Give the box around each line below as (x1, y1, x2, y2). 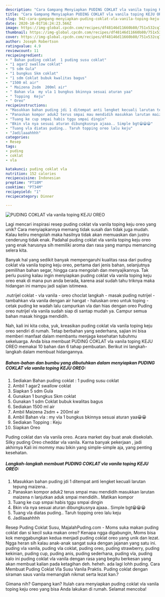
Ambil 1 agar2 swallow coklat (12, 383, 71, 389)
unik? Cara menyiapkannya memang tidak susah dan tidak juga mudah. (5, 226, 149, 232)
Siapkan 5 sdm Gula (12, 388, 53, 394)
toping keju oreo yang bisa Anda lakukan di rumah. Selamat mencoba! (5, 586, 147, 592)
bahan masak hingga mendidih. (5, 313, 69, 319)
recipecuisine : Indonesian (5, 176, 61, 181)
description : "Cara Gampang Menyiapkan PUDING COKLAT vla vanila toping (5, 7, 157, 12)
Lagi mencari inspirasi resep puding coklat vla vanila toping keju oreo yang (5, 221, 156, 227)
